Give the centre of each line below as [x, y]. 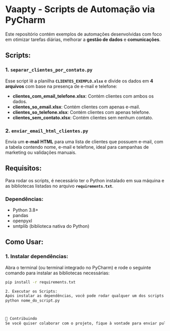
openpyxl [22, 221]
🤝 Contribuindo [21, 319]
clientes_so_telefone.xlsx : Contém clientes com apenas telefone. [81, 112]
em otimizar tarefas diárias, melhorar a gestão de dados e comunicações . [83, 39]
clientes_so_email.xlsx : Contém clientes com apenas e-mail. [76, 107]
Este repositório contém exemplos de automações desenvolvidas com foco [83, 34]
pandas [20, 216]
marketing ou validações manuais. [41, 152]
